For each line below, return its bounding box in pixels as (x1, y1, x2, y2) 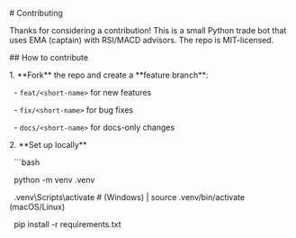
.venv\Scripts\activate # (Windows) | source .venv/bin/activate (13, 192, 246, 202)
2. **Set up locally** (9, 140, 87, 150)
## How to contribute (9, 52, 88, 62)
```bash (13, 157, 40, 168)
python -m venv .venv (13, 175, 95, 185)
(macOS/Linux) (9, 202, 66, 212)
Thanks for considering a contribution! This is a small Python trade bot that (9, 25, 287, 35)
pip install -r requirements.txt (13, 219, 121, 229)
